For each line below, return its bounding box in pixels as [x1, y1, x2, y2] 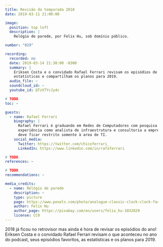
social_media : [14, 137, 42, 141]
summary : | [9, 65, 32, 70]
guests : [5, 110, 21, 115]
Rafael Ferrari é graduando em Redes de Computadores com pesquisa [17, 123, 158, 128]
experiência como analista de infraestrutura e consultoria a [17, 128, 147, 133]
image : [5, 20, 18, 25]
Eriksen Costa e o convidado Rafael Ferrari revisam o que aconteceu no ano [5, 231, 157, 237]
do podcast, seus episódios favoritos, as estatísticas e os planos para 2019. [5, 236, 156, 242]
